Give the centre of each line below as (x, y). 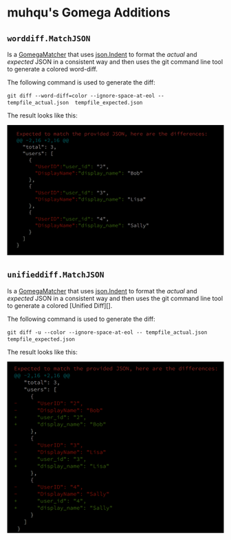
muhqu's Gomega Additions (89, 13)
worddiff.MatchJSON (49, 38)
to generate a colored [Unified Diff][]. (60, 305)
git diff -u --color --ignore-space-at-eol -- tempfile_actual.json (107, 332)
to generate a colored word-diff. (52, 69)
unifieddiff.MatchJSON (56, 275)
